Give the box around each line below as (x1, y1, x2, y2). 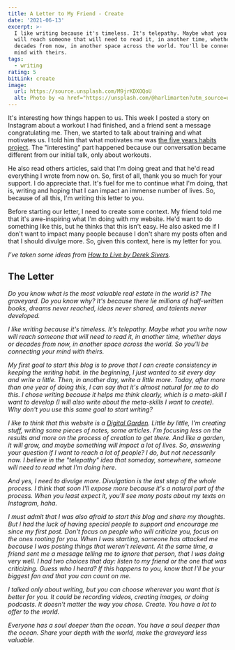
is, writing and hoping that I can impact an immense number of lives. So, (8, 186, 215, 195)
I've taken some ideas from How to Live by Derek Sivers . (8, 250, 171, 259)
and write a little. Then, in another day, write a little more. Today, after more (8, 375, 226, 384)
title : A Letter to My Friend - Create (8, 10, 124, 17)
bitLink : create (8, 75, 55, 82)
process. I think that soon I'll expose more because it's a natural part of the (8, 484, 225, 492)
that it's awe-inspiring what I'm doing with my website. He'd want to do (8, 215, 212, 223)
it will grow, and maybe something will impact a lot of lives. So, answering (8, 441, 221, 449)
